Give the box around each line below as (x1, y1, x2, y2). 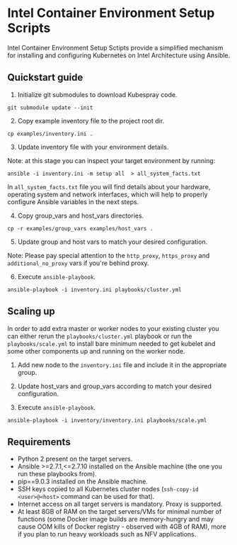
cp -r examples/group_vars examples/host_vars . (7, 225, 154, 232)
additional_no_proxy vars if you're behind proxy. (7, 259, 150, 267)
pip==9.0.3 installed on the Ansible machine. (17, 477, 149, 486)
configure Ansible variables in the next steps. (7, 197, 139, 206)
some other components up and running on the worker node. (7, 347, 185, 355)
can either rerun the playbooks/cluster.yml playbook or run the (7, 332, 192, 340)
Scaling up (7, 305, 55, 318)
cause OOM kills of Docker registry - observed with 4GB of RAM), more (17, 522, 226, 531)
